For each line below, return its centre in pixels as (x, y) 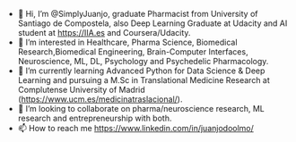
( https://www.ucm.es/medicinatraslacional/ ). (100, 99)
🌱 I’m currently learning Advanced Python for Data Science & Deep (141, 71)
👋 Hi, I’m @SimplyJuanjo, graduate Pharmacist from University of (138, 14)
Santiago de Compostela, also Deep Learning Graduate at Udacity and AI (152, 23)
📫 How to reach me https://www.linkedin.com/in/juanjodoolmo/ (135, 128)
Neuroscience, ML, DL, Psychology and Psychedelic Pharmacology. (143, 61)
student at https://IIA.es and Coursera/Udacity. (104, 33)
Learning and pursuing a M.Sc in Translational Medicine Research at (144, 80)
